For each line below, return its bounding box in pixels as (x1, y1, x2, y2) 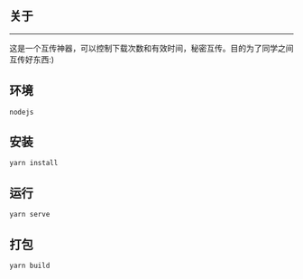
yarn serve (9, 210, 50, 219)
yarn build (9, 261, 50, 271)
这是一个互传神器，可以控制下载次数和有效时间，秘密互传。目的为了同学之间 (9, 42, 294, 53)
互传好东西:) (9, 53, 55, 65)
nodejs (9, 107, 34, 116)
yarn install (9, 159, 59, 168)
